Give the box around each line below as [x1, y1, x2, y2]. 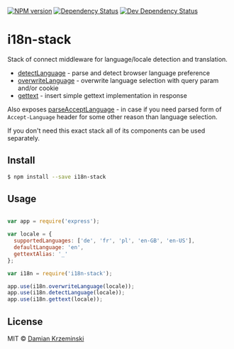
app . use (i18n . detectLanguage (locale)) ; [7, 289, 126, 297]
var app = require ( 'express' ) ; [7, 218, 100, 225]
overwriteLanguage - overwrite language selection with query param [17, 76, 219, 84]
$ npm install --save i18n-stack [7, 173, 106, 180]
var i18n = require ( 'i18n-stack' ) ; [7, 270, 113, 277]
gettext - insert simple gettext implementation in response [17, 91, 188, 99]
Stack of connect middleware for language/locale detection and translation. [7, 55, 228, 63]
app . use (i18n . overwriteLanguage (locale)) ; [7, 282, 135, 290]
